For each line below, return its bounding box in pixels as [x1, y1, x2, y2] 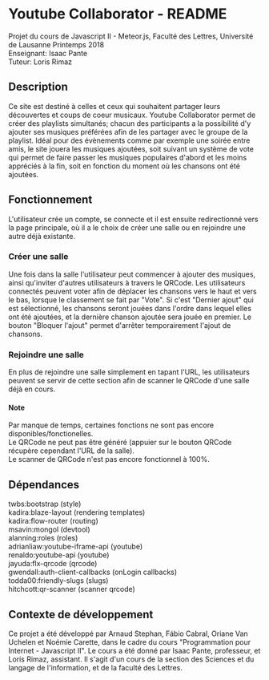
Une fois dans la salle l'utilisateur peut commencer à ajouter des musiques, [8, 269, 256, 279]
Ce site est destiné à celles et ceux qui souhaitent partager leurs [8, 101, 221, 111]
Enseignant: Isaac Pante [8, 48, 88, 58]
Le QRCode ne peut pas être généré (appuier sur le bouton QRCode [8, 438, 232, 447]
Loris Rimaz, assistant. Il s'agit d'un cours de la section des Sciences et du [8, 654, 255, 664]
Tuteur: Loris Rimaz [8, 57, 73, 67]
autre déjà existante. [8, 231, 76, 241]
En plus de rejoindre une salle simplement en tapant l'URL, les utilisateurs [8, 367, 251, 377]
